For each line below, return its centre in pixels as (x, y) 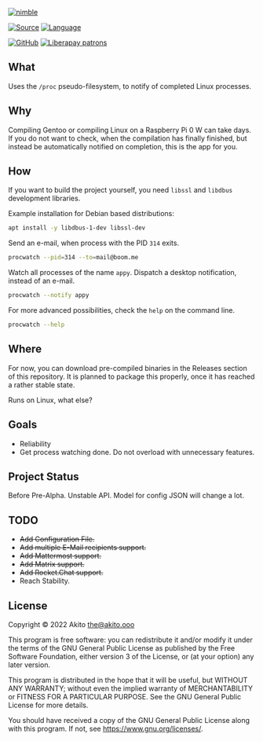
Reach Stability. (45, 581)
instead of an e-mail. (42, 281)
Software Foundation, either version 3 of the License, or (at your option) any (131, 657)
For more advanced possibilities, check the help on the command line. (122, 310)
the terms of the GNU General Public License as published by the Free (122, 648)
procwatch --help (37, 325)
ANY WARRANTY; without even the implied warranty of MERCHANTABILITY (131, 688)
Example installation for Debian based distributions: (91, 214)
